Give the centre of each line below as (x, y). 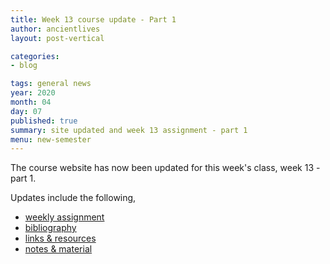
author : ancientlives (55, 29)
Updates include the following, (73, 198)
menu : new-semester (51, 139)
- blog (24, 66)
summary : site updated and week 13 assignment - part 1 (129, 130)
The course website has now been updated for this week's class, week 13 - (165, 168)
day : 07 (26, 111)
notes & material (58, 249)
